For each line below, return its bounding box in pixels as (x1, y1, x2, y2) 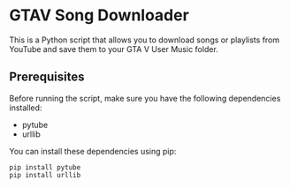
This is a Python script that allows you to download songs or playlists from (9, 34, 280, 45)
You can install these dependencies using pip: (9, 146, 177, 156)
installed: (9, 102, 42, 113)
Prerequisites (9, 70, 85, 85)
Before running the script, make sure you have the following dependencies (9, 93, 281, 103)
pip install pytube (9, 162, 81, 172)
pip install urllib (9, 170, 81, 179)
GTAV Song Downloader (9, 5, 190, 26)
